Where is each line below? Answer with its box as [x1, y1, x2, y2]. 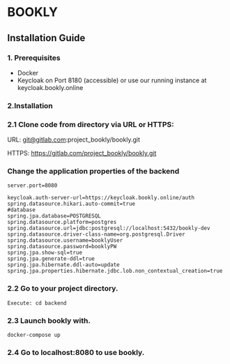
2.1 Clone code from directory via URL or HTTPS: [7, 119, 174, 129]
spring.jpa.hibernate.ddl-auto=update [7, 261, 120, 268]
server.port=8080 [7, 182, 58, 189]
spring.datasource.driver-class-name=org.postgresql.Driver [7, 231, 186, 238]
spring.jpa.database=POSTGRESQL [7, 213, 101, 220]
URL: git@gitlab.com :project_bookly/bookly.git [7, 135, 141, 144]
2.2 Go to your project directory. [7, 284, 118, 294]
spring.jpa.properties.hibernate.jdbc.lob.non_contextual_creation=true [7, 268, 223, 275]
